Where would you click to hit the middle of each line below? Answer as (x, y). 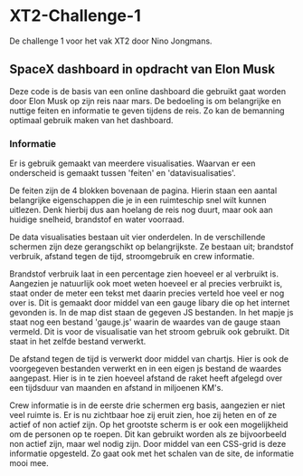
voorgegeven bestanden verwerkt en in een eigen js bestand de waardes (146, 369)
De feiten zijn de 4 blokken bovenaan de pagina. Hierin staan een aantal (143, 190)
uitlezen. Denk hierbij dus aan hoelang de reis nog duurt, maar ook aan (141, 210)
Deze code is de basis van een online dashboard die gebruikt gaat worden (148, 91)
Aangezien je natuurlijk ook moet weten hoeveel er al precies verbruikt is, (146, 284)
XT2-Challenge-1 (76, 16)
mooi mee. (29, 463)
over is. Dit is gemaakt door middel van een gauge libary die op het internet (150, 303)
